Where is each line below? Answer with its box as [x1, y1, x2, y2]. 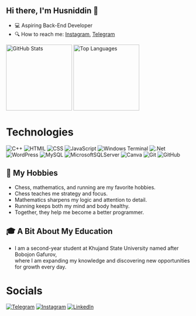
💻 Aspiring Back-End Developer [14, 22, 92, 29]
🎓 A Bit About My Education [6, 226, 113, 236]
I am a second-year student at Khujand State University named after [14, 244, 179, 252]
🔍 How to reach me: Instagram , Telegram [14, 30, 115, 38]
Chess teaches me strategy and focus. [14, 190, 108, 197]
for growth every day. [14, 263, 67, 270]
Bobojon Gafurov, [14, 251, 57, 258]
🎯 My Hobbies [6, 168, 59, 178]
